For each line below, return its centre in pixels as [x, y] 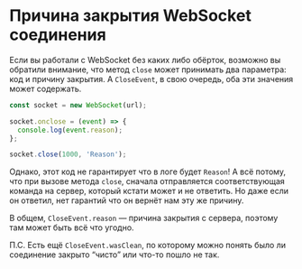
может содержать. [46, 88]
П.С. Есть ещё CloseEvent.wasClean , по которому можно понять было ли [148, 246]
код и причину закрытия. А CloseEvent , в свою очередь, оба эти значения [151, 79]
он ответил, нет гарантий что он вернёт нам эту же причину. [127, 200]
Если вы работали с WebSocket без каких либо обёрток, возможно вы [145, 60]
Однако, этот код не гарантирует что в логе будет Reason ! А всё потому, [148, 172]
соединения [58, 35]
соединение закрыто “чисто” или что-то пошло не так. [114, 255]
